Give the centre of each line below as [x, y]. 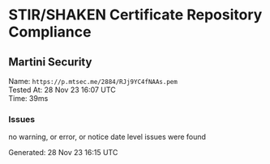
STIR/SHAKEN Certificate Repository [135, 15]
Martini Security [50, 62]
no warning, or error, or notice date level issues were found [107, 137]
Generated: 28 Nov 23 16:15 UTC [63, 153]
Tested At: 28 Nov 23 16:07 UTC [62, 90]
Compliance [50, 32]
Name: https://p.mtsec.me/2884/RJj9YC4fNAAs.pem [93, 81]
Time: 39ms [28, 98]
